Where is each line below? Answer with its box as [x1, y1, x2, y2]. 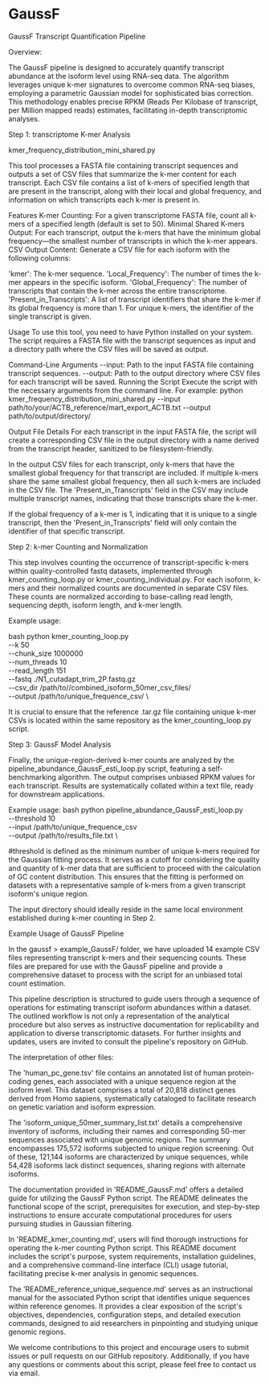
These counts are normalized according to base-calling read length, [8, 591, 234, 601]
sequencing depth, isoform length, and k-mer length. [8, 600, 183, 610]
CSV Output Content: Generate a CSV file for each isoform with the [8, 245, 230, 254]
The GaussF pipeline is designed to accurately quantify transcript [8, 62, 225, 72]
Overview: [8, 47, 43, 56]
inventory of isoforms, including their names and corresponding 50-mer [8, 1126, 247, 1135]
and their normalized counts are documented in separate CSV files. [26, 583, 250, 592]
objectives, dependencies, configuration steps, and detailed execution [8, 1309, 241, 1320]
